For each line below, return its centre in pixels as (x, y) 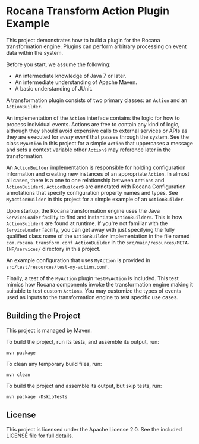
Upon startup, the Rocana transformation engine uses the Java (83, 210)
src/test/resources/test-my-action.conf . (58, 266)
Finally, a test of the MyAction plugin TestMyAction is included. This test (93, 278)
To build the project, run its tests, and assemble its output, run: (83, 341)
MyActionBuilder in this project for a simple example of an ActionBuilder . (96, 199)
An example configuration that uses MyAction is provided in (78, 260)
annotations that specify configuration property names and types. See (92, 192)
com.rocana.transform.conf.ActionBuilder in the (66, 242)
